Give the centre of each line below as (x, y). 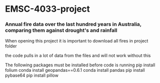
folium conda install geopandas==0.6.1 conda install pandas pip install (75, 70)
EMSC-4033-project (47, 9)
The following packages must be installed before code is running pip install (80, 65)
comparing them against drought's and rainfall (61, 30)
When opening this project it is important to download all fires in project (77, 41)
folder (11, 46)
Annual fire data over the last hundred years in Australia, (73, 24)
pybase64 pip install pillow (32, 75)
